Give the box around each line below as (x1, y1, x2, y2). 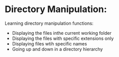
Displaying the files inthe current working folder (12, 30, 112, 36)
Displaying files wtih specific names (12, 40, 87, 46)
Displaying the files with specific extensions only (12, 35, 114, 41)
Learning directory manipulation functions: (5, 20, 94, 26)
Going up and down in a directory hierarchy (12, 46, 103, 52)
